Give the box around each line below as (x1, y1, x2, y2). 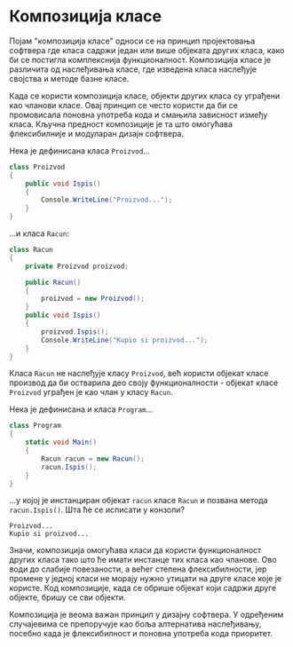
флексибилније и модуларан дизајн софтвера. (9, 128, 185, 138)
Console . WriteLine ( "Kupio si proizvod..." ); (41, 335, 209, 344)
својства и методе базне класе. (9, 73, 130, 83)
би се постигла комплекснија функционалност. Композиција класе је (9, 54, 272, 65)
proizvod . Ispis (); (41, 327, 109, 336)
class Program (9, 422, 62, 430)
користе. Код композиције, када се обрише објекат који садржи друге (9, 583, 277, 594)
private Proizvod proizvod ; (25, 262, 129, 271)
